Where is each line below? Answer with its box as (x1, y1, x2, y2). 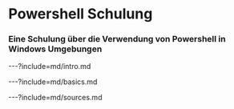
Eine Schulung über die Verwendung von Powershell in (8, 34, 226, 45)
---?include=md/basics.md (8, 77, 98, 87)
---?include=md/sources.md (8, 93, 103, 103)
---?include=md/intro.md (8, 62, 91, 71)
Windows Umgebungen (8, 43, 103, 54)
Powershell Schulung (8, 5, 153, 23)
